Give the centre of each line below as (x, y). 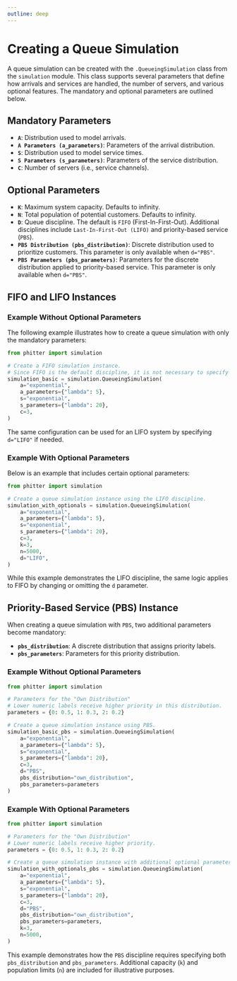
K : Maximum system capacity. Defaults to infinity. (89, 207)
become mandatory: (37, 632)
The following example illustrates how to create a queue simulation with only (118, 332)
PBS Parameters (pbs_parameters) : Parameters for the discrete (108, 260)
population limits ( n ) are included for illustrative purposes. (91, 970)
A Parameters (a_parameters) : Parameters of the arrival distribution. (116, 145)
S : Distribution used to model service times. (80, 153)
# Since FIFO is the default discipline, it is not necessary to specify (118, 372)
